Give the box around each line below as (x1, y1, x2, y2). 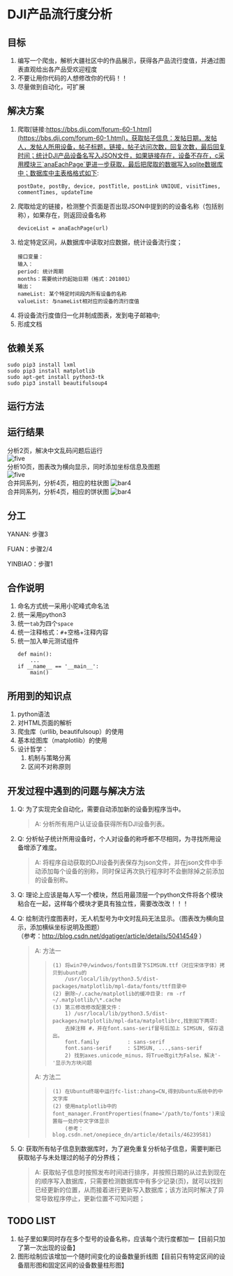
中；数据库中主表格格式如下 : (17, 169, 99, 177)
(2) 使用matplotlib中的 (52, 1103, 117, 1110)
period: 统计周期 (17, 268, 64, 275)
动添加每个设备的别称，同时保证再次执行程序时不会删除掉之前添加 (34, 867, 225, 875)
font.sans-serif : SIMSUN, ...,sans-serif (65, 1045, 203, 1052)
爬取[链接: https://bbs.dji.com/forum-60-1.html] (17, 125, 152, 133)
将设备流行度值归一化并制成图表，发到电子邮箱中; (17, 311, 160, 319)
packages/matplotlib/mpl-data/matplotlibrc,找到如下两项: (52, 1018, 218, 1025)
